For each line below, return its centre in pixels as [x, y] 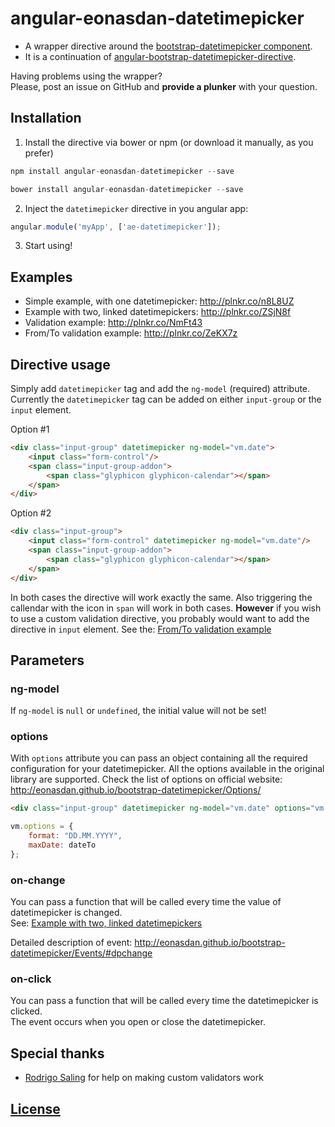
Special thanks [57, 1053]
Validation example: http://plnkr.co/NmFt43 [113, 323]
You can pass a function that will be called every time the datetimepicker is [164, 1001]
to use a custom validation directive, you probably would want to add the [160, 618]
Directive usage [60, 364]
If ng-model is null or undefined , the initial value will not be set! [138, 711]
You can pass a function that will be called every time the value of [146, 902]
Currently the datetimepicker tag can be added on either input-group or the [166, 399]
